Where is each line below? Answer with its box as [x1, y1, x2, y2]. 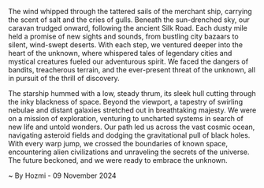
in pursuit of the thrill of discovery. [8, 74, 120, 83]
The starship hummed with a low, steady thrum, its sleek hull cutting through [8, 89, 256, 98]
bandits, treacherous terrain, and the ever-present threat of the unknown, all [8, 65, 256, 74]
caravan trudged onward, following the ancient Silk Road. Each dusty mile [8, 24, 248, 32]
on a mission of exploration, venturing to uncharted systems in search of [8, 114, 244, 123]
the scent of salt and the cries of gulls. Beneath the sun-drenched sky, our [8, 15, 250, 24]
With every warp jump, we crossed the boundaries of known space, [8, 139, 229, 148]
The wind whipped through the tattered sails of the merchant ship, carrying [8, 7, 252, 16]
